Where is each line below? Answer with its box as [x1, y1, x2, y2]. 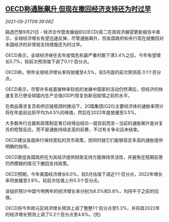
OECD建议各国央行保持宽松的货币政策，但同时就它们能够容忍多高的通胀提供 [5, 137, 163, 143]
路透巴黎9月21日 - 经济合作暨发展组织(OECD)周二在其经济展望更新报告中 [5, 29, 156, 35]
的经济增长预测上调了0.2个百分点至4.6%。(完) [5, 211, 101, 217]
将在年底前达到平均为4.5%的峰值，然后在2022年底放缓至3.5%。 [5, 109, 139, 115]
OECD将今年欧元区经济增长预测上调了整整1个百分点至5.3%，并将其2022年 [5, 205, 160, 211]
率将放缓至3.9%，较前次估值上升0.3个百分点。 [5, 177, 102, 183]
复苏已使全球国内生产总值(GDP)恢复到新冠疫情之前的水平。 [9, 92, 132, 98]
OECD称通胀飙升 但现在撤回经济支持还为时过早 [5, 5, 151, 14]
